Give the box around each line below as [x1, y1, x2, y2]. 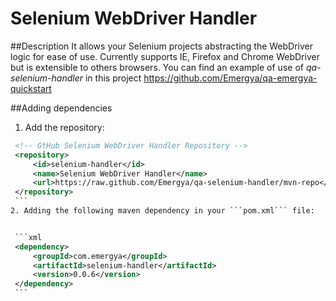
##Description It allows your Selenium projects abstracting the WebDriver [10, 40, 314, 52]
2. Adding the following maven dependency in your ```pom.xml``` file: [10, 206, 315, 216]
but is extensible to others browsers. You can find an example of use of [10, 61, 304, 73]
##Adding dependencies [10, 102, 113, 114]
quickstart [10, 82, 52, 94]
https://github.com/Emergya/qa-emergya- [143, 72, 318, 84]
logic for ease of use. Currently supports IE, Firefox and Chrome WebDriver [10, 50, 320, 62]
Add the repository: [24, 121, 105, 133]
